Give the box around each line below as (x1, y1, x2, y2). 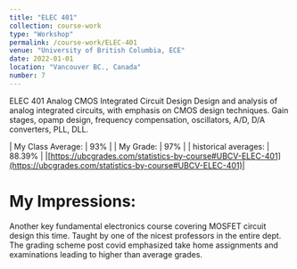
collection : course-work (9, 21, 102, 30)
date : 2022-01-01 (9, 54, 74, 63)
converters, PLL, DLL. (9, 124, 89, 134)
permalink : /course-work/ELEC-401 (9, 37, 138, 47)
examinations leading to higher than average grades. (9, 249, 203, 259)
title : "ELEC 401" (9, 12, 78, 22)
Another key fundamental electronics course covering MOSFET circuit (9, 220, 267, 232)
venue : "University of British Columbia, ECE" (9, 46, 186, 55)
